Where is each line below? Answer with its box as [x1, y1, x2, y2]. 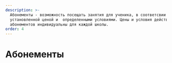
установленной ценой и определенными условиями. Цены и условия [10, 17, 153, 22]
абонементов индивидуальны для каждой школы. [10, 22, 109, 27]
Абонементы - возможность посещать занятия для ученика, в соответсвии [10, 12, 166, 17]
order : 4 [5, 27, 24, 32]
